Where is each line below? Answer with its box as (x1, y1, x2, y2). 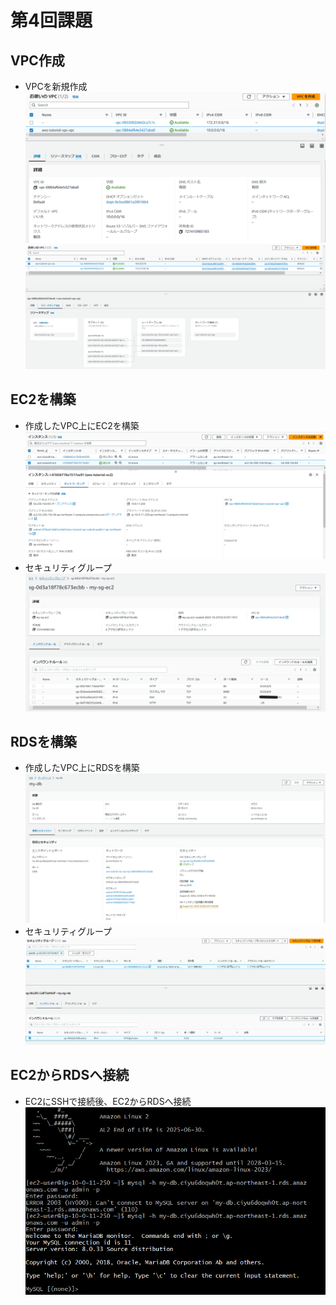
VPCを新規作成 (24, 81, 88, 92)
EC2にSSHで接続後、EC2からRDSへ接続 (24, 1095, 192, 1107)
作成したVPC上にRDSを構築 (24, 762, 140, 774)
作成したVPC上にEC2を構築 (24, 419, 140, 431)
